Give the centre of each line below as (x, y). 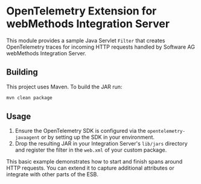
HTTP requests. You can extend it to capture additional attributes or (90, 168)
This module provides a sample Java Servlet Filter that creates (86, 40)
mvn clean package (29, 97)
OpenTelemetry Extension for (81, 11)
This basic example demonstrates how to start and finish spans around (94, 162)
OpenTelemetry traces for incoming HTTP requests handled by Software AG (101, 47)
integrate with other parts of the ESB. (52, 174)
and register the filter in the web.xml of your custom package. (91, 150)
